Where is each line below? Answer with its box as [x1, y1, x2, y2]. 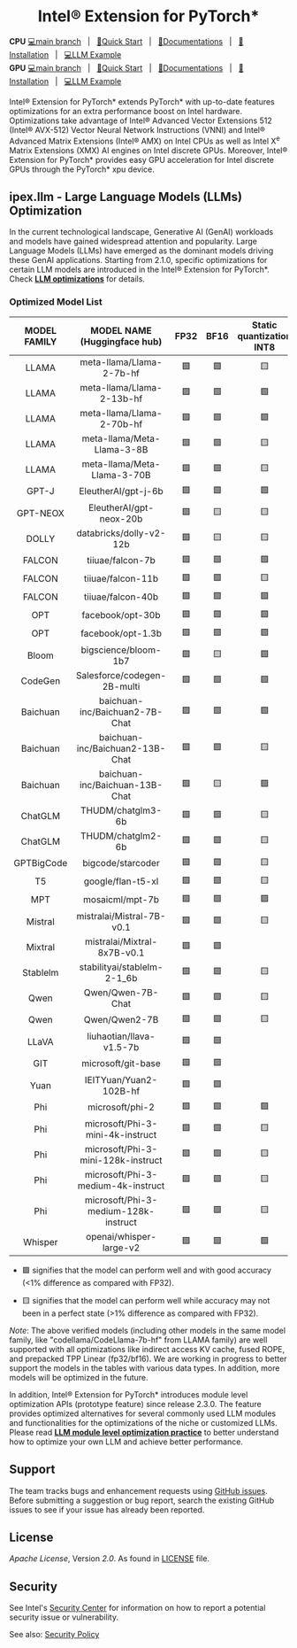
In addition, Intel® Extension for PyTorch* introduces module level [9, 1389, 248, 1400]
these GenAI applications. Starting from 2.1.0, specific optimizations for [9, 255, 268, 266]
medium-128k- [87, 1204, 155, 1217]
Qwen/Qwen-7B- [83, 986, 159, 998]
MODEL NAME [90, 324, 152, 337]
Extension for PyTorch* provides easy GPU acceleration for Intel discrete [9, 154, 274, 165]
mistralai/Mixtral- [84, 935, 157, 948]
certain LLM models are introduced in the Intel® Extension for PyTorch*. [9, 264, 270, 275]
